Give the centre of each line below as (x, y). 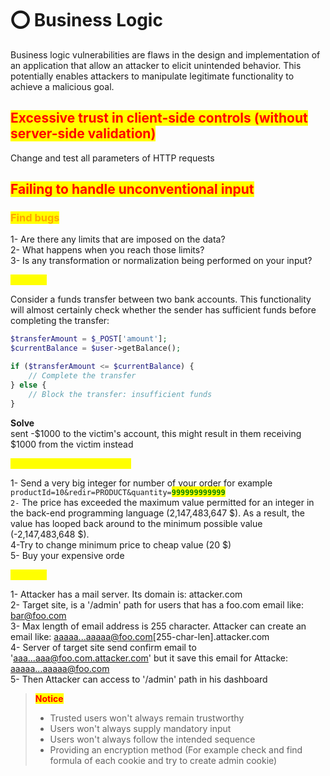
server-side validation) (83, 133)
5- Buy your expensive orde (67, 555)
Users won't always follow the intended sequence (152, 739)
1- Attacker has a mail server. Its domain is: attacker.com (126, 594)
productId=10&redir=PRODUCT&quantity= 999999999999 (118, 492)
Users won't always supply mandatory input (140, 728)
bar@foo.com (38, 615)
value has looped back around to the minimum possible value (136, 523)
